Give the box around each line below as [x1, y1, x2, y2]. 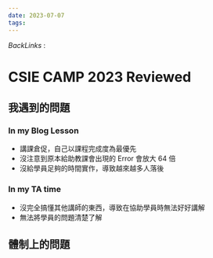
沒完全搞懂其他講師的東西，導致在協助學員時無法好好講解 [19, 202, 205, 212]
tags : [8, 19, 26, 27]
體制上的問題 [8, 238, 70, 252]
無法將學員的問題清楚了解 [19, 212, 103, 222]
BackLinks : [8, 40, 46, 50]
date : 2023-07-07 [8, 11, 65, 20]
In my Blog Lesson [8, 125, 80, 136]
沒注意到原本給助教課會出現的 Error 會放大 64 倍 [19, 154, 176, 164]
